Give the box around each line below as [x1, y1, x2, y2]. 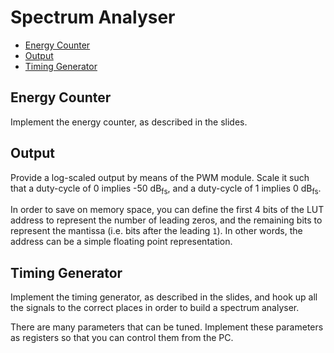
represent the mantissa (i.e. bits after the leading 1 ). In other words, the [10, 225, 303, 237]
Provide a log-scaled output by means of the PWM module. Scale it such [10, 171, 310, 183]
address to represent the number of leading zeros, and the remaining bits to [10, 214, 323, 226]
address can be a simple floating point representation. [10, 236, 233, 248]
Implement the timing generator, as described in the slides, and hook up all [10, 291, 318, 303]
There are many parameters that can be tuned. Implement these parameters [10, 321, 324, 333]
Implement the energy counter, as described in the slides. [10, 116, 248, 128]
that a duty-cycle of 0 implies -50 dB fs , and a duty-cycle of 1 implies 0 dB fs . [10, 182, 322, 196]
